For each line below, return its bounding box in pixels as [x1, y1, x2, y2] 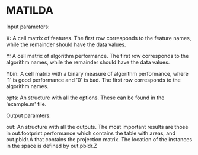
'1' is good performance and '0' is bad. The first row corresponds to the [6, 76, 181, 83]
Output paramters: [6, 112, 52, 119]
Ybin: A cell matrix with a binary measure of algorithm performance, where [6, 70, 189, 77]
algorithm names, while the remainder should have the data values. [6, 59, 170, 66]
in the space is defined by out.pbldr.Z [6, 142, 98, 149]
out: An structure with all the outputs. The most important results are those [6, 123, 189, 130]
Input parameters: [6, 23, 50, 30]
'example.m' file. [6, 100, 47, 107]
